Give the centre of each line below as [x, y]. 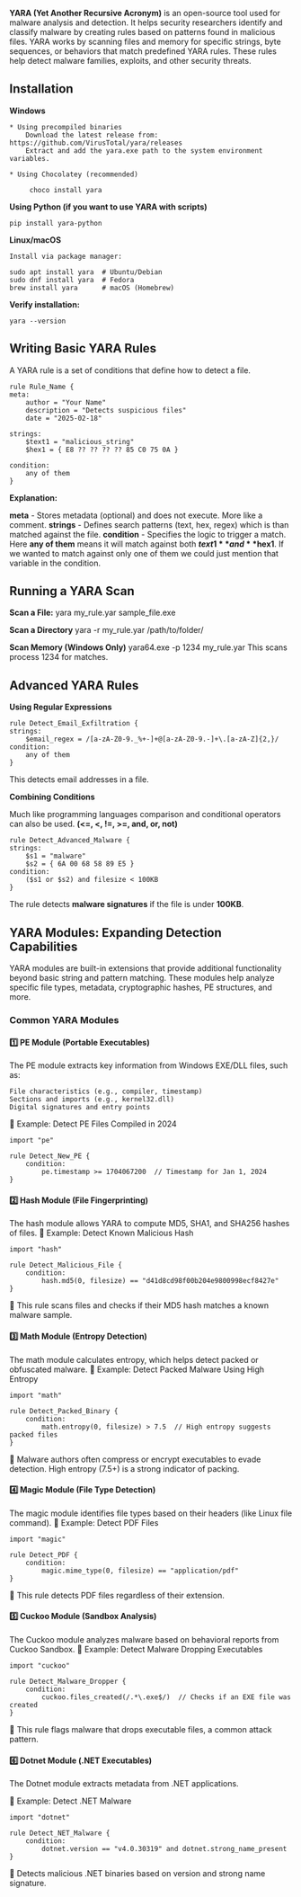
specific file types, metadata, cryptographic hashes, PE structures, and [141, 987]
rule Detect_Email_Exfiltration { [74, 724]
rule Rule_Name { [42, 387]
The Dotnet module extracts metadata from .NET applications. [124, 1784]
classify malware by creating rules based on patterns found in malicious [142, 32]
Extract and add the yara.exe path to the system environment [144, 151]
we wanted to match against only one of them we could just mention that [144, 553]
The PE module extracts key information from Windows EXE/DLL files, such [149, 1065]
